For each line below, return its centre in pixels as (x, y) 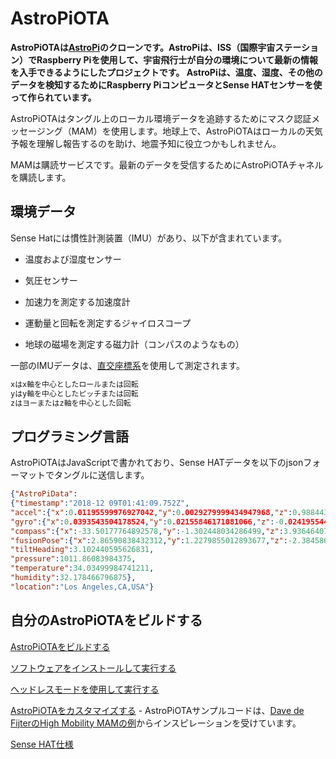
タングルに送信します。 (101, 475)
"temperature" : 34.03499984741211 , (82, 568)
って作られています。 (53, 97)
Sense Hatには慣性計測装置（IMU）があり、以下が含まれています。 (149, 238)
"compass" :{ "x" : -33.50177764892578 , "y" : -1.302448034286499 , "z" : (147, 531)
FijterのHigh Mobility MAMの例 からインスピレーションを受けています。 (156, 723)
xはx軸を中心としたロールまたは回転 (74, 384)
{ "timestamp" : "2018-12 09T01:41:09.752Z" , (100, 503)
